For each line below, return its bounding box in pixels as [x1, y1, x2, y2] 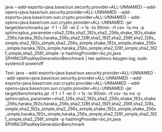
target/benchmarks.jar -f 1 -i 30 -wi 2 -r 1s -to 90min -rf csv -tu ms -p [5, 25, 144, 30]
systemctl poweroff [5, 60, 44, 66]
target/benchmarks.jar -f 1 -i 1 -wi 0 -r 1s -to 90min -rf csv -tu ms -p [5, 90, 141, 96]
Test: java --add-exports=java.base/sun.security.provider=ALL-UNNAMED [5, 70, 153, 75]
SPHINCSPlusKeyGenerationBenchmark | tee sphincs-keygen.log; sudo [5, 56, 147, 61]
